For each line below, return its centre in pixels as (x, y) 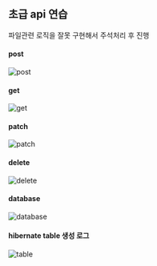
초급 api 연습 (38, 14)
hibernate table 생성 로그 (49, 236)
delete (19, 163)
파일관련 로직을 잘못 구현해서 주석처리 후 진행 (79, 35)
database (24, 199)
